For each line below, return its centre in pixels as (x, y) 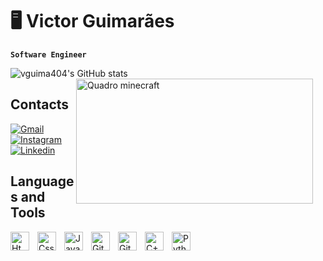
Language (42, 181)
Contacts (40, 104)
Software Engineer (48, 54)
